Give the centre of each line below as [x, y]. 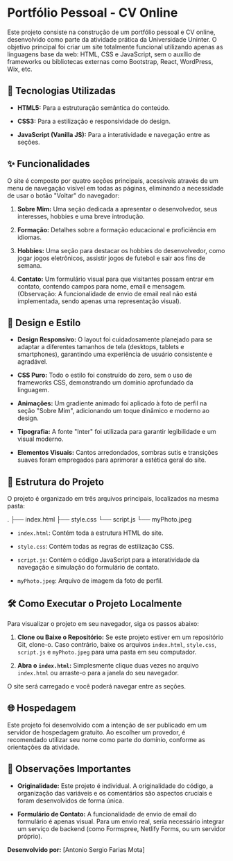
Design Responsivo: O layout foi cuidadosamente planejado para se [115, 339]
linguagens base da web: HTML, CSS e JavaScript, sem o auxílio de [104, 54]
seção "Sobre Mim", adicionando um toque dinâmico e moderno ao [113, 411]
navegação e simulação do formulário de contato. [88, 568]
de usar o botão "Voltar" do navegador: [63, 195]
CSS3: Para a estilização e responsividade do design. [94, 121]
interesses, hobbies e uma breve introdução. [81, 216]
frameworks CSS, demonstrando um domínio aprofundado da [105, 383]
